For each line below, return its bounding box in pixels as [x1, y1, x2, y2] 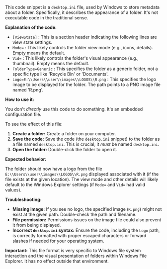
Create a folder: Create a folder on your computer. [12, 131, 116, 136]
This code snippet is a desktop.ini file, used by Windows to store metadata [5, 4, 160, 10]
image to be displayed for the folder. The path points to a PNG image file [12, 82, 161, 88]
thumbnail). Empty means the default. [12, 61, 89, 66]
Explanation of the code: [5, 24, 57, 30]
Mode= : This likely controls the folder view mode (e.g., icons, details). [12, 45, 153, 50]
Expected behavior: [5, 156, 47, 162]
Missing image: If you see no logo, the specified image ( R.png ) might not [12, 206, 162, 212]
